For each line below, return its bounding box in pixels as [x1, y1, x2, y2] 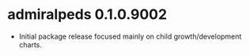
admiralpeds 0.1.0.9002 [7, 6, 168, 24]
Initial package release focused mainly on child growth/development [18, 32, 242, 41]
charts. [18, 39, 43, 49]
